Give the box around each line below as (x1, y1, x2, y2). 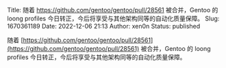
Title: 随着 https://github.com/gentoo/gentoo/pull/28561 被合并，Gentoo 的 (7, 6, 218, 14)
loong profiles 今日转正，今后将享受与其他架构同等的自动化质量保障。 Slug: (7, 14, 220, 22)
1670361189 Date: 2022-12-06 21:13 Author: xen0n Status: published (7, 22, 201, 30)
